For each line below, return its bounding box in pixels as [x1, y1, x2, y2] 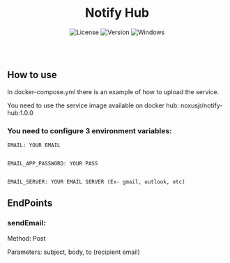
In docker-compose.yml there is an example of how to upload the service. [7, 87, 220, 96]
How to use [7, 69, 57, 81]
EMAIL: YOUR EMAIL [7, 142, 61, 149]
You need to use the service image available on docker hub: [7, 101, 179, 110]
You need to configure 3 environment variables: [7, 126, 172, 135]
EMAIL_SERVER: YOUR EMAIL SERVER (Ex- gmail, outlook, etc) [7, 179, 186, 186]
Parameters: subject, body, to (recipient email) [7, 248, 141, 256]
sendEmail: [7, 218, 47, 228]
